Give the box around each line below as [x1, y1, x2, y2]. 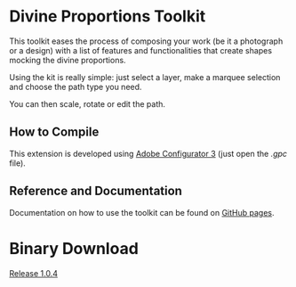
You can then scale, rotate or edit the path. [9, 98, 166, 109]
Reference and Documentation [9, 184, 182, 199]
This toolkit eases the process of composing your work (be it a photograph [9, 36, 284, 46]
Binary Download [9, 238, 140, 258]
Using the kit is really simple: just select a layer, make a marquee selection [9, 71, 281, 82]
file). [9, 158, 27, 168]
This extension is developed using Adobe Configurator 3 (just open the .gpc [9, 148, 287, 159]
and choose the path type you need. [9, 81, 142, 92]
